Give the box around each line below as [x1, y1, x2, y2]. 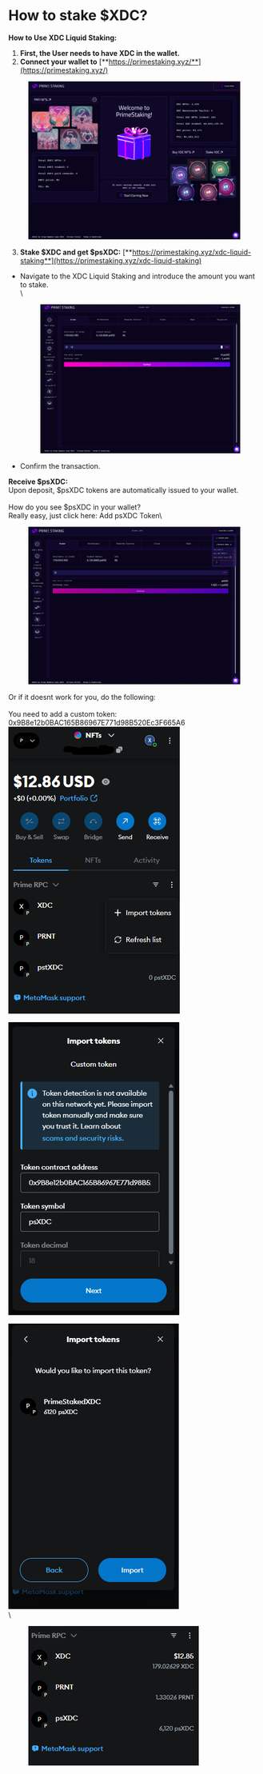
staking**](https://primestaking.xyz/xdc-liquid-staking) [19, 256, 202, 266]
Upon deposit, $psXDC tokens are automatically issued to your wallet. [8, 485, 239, 494]
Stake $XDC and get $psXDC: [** [19, 247, 133, 258]
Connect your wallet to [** [19, 57, 110, 66]
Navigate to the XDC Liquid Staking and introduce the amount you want [19, 271, 256, 282]
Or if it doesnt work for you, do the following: [8, 692, 156, 701]
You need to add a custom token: [8, 709, 118, 718]
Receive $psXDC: [8, 477, 68, 486]
